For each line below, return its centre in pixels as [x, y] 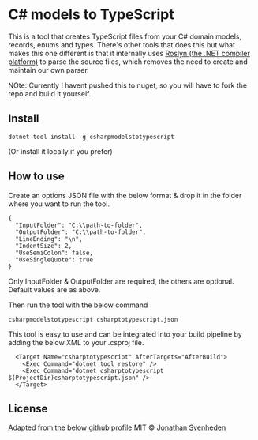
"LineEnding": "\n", [49, 239]
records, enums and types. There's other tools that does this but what [122, 44]
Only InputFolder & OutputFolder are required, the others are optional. [121, 281]
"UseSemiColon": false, [54, 253]
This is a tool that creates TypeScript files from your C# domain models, [125, 36]
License [28, 408]
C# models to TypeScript [92, 15]
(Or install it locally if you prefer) [60, 151]
